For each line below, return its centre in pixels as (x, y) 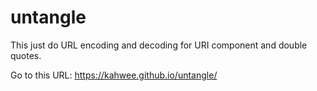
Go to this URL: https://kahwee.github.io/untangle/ (114, 75)
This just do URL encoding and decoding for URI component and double (159, 45)
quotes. (26, 55)
